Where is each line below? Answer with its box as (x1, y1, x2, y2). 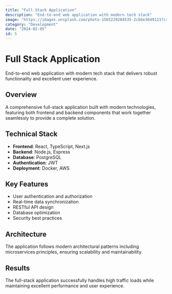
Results (5, 264, 30, 273)
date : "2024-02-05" (5, 27, 47, 32)
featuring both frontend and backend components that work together (5, 109, 151, 116)
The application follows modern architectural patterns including (5, 243, 139, 250)
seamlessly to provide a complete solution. (5, 115, 96, 121)
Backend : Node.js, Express (12, 149, 71, 155)
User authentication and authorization (12, 193, 93, 199)
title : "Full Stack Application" (5, 7, 77, 13)
